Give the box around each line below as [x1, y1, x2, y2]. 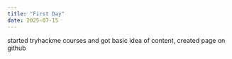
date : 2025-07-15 [7, 17, 59, 24]
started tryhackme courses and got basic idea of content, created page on [7, 36, 226, 44]
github [7, 44, 26, 52]
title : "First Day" [7, 10, 65, 18]
